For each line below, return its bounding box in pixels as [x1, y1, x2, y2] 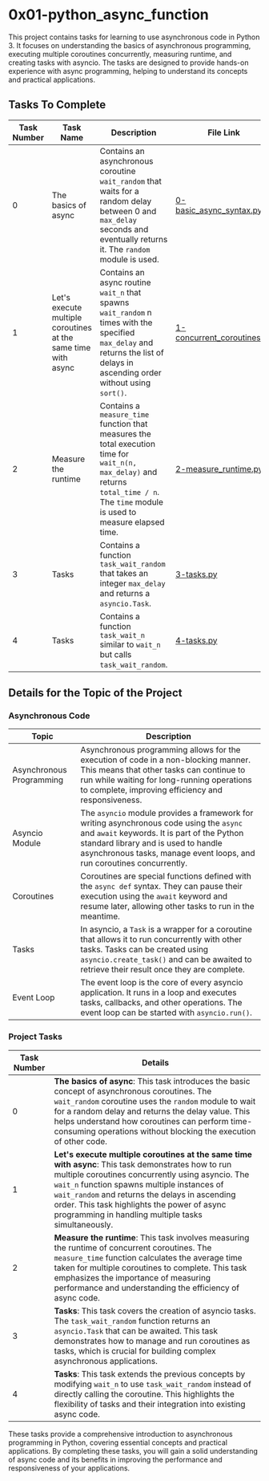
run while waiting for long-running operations [80, 774, 252, 785]
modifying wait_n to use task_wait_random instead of [54, 1378, 252, 1390]
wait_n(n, [99, 458, 138, 467]
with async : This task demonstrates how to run [54, 1158, 232, 1170]
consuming [54, 1126, 96, 1137]
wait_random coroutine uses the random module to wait [54, 1095, 256, 1106]
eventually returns [99, 233, 168, 245]
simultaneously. [54, 1219, 114, 1230]
